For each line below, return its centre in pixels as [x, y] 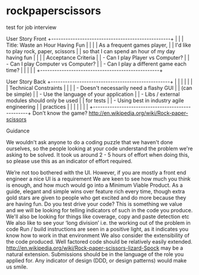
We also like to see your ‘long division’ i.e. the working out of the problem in [98, 222]
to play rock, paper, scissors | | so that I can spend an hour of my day [91, 51]
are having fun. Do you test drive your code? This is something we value [94, 204]
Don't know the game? [60, 113]
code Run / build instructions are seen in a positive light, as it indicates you [97, 229]
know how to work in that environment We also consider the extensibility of [98, 235]
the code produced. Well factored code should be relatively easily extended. [99, 241]
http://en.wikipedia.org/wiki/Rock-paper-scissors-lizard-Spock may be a [95, 248]
